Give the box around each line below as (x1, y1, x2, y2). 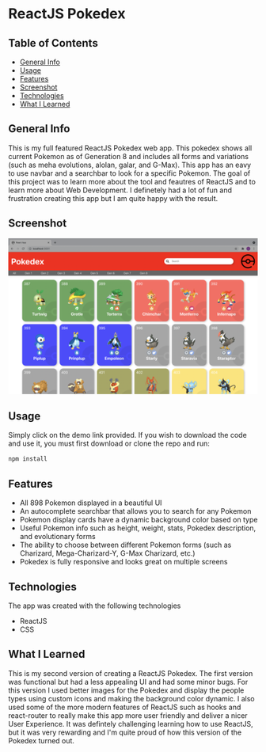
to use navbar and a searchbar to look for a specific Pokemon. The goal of (8, 168, 251, 178)
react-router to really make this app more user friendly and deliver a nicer (8, 710, 248, 720)
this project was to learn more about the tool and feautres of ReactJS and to (8, 177, 256, 186)
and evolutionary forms (19, 532, 97, 541)
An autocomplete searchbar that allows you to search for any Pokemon (19, 507, 252, 516)
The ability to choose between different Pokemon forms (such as (19, 540, 232, 550)
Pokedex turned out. (8, 735, 75, 745)
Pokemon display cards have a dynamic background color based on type (19, 515, 258, 525)
